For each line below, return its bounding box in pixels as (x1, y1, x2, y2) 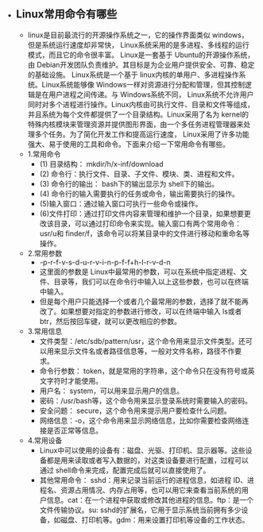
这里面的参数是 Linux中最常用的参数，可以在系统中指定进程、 (39, 267, 241, 276)
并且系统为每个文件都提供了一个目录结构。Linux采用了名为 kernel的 (27, 110, 249, 119)
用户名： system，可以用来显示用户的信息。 (39, 386, 184, 395)
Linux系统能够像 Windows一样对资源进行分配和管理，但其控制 (41, 79, 246, 89)
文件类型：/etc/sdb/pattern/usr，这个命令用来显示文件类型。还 (39, 336, 246, 345)
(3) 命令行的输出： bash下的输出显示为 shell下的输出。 (39, 179, 219, 188)
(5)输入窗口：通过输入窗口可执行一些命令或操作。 (39, 199, 203, 208)
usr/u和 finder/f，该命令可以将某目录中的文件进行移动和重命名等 (39, 229, 250, 238)
